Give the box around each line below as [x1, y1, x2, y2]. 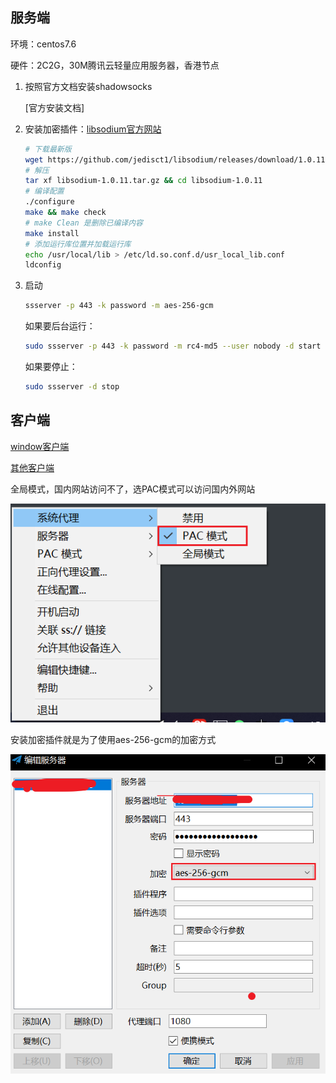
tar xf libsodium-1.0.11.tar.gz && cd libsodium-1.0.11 [24, 176, 263, 186]
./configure [24, 197, 75, 207]
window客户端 [10, 440, 70, 452]
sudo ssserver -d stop [24, 382, 120, 392]
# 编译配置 [24, 186, 65, 197]
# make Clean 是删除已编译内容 [24, 218, 143, 228]
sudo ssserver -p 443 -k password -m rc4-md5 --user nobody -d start [24, 341, 322, 352]
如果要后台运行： [24, 320, 96, 332]
